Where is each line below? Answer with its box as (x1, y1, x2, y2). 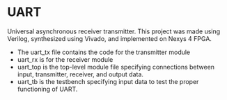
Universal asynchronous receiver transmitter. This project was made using (7, 27, 221, 35)
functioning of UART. (17, 85, 78, 93)
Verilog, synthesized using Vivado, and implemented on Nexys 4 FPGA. (7, 34, 212, 42)
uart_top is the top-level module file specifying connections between (17, 62, 214, 71)
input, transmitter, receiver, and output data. (17, 70, 144, 78)
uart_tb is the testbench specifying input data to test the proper (17, 77, 199, 85)
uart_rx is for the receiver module (17, 55, 113, 63)
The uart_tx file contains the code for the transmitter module (17, 48, 191, 56)
